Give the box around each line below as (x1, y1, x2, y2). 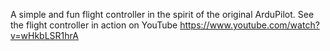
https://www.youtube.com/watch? (179, 19, 320, 31)
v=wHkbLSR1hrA (10, 30, 79, 41)
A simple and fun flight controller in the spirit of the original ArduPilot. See (10, 9, 315, 20)
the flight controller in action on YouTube (10, 19, 178, 31)
